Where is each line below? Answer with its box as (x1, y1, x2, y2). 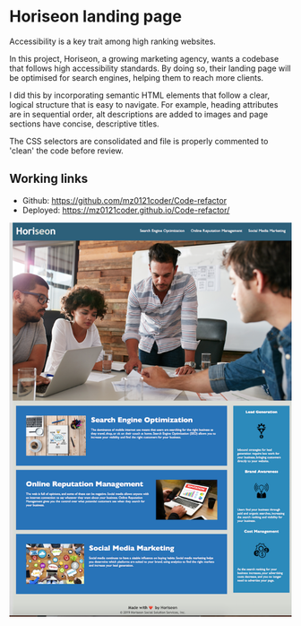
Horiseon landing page (9, 6, 182, 27)
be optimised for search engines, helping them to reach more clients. (9, 72, 264, 83)
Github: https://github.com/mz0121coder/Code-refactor (21, 195, 227, 205)
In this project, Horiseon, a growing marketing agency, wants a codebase (9, 53, 279, 64)
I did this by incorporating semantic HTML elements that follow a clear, (9, 90, 271, 100)
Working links (9, 171, 89, 187)
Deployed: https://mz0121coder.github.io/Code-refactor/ (21, 204, 230, 215)
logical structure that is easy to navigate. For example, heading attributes (9, 99, 279, 109)
